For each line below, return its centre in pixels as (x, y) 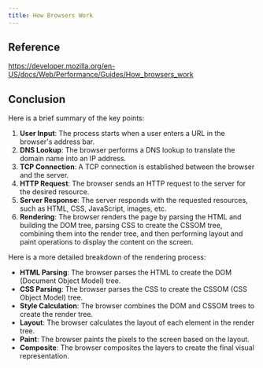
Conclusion (37, 99)
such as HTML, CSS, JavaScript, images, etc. (93, 208)
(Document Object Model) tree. (70, 281)
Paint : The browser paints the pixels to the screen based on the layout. (134, 340)
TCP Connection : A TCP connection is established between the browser (137, 167)
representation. (44, 356)
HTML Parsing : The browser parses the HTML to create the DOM (126, 273)
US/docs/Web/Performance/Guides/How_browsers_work (101, 75)
